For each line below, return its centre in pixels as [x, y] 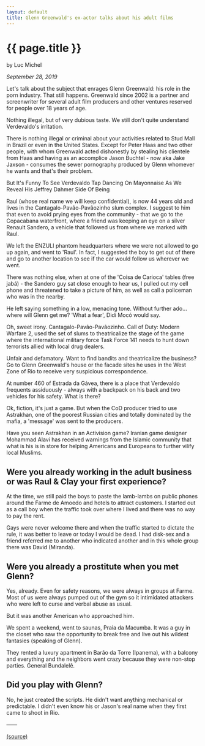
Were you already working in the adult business [99, 472]
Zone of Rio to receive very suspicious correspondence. [77, 371]
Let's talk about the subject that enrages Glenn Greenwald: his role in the [98, 89]
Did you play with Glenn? [54, 685]
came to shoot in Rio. [33, 712]
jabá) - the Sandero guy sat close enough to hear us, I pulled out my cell [97, 284]
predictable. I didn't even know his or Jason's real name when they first [96, 706]
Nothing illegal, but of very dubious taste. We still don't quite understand [98, 120]
